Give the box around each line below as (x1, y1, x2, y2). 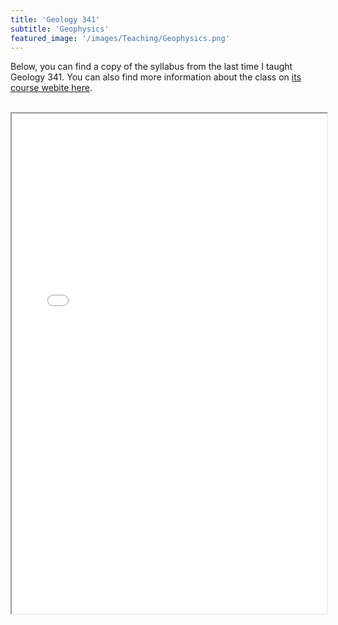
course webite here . (10, 82, 93, 94)
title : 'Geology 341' (10, 14, 101, 25)
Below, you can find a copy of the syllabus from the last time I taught (10, 61, 293, 73)
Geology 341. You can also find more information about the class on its (10, 71, 302, 83)
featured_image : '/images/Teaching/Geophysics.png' (10, 33, 230, 43)
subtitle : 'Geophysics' (10, 24, 110, 34)
